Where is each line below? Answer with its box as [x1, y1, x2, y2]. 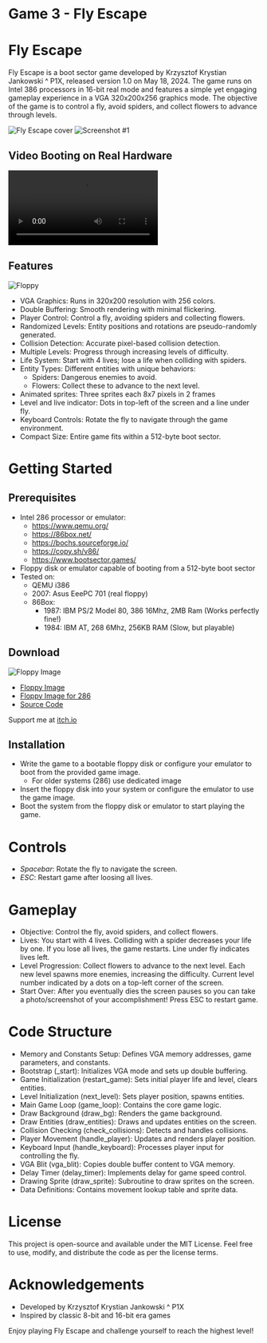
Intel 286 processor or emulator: [19, 512, 126, 522]
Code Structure [8, 1023, 112, 1041]
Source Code [19, 699, 64, 709]
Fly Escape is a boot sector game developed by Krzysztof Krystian [8, 68, 227, 77]
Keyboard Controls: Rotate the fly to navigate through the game [19, 414, 229, 424]
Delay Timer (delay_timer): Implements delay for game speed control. [19, 1168, 247, 1178]
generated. [19, 330, 57, 339]
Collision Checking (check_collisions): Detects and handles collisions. [19, 1126, 249, 1136]
